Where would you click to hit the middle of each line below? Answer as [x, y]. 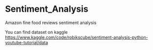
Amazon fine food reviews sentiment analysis [51, 23]
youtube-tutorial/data [27, 42]
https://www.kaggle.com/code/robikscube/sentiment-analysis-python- [76, 37]
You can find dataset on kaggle [36, 32]
